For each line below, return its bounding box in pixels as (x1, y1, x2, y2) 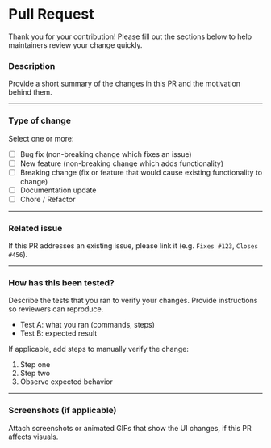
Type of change (8, 115, 71, 126)
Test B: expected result (19, 328, 98, 338)
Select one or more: (8, 133, 74, 143)
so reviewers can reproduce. (8, 304, 104, 314)
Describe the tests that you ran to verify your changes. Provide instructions (8, 296, 258, 306)
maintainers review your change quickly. (8, 40, 143, 49)
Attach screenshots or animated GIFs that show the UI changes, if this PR (8, 423, 252, 433)
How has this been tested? (8, 277, 115, 289)
